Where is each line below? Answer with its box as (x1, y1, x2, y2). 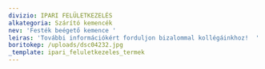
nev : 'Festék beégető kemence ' (8, 26, 116, 34)
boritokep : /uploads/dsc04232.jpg (8, 41, 124, 49)
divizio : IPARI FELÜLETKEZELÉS (8, 11, 113, 20)
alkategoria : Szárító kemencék (8, 19, 113, 27)
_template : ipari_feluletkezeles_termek (8, 48, 146, 56)
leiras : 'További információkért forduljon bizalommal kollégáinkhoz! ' (8, 33, 260, 42)
